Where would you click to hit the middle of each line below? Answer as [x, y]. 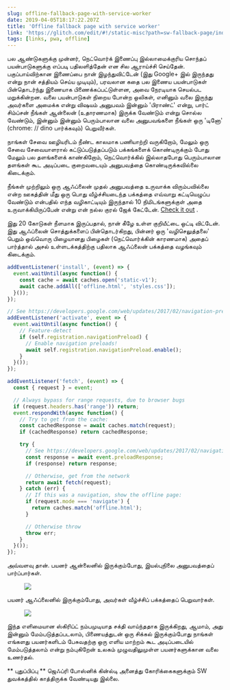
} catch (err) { [43, 489]
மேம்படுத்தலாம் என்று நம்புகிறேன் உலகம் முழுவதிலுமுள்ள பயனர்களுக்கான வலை [113, 649]
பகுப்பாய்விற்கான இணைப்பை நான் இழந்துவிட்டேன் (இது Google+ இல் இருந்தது [111, 74]
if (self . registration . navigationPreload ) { [84, 337]
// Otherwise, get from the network [77, 476]
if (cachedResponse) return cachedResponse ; [84, 432]
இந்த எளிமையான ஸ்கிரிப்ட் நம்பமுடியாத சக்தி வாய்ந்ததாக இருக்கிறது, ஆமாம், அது [115, 626]
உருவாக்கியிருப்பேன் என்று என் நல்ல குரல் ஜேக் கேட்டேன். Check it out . [103, 209]
